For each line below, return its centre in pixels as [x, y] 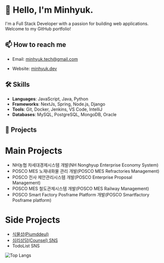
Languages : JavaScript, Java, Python [50, 99]
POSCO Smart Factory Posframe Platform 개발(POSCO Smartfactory [81, 194]
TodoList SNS [26, 246]
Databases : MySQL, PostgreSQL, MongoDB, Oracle [64, 114]
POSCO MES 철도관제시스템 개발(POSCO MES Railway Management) [81, 189]
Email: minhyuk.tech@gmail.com [45, 59]
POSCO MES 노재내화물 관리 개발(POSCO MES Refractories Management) [86, 171]
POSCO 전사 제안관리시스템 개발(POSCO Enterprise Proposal [72, 177]
